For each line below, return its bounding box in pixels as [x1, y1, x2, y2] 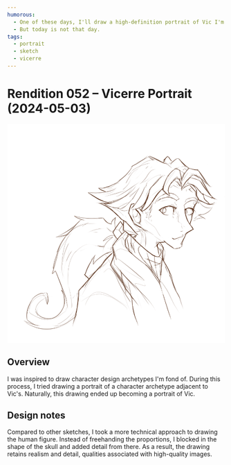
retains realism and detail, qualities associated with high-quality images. [7, 450, 212, 458]
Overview [7, 356, 50, 368]
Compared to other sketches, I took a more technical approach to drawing [7, 428, 218, 437]
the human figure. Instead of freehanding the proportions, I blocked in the [7, 435, 217, 443]
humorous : [7, 11, 36, 18]
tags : [7, 33, 23, 40]
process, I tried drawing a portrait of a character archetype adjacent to [7, 382, 209, 390]
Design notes [7, 409, 66, 421]
